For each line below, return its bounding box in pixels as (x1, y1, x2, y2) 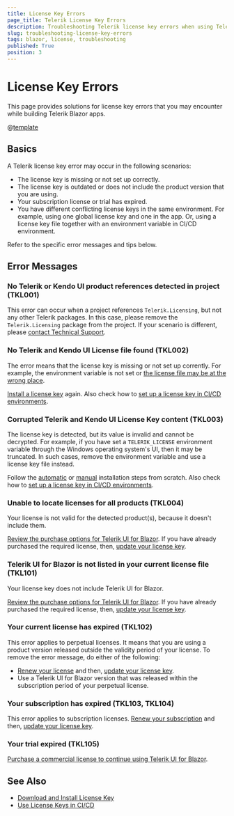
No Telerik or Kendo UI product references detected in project (7, 281, 220, 291)
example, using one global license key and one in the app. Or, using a (17, 212, 217, 220)
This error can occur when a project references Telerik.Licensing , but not (7, 306, 221, 314)
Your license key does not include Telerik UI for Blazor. (7, 584, 164, 593)
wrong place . (7, 376, 45, 384)
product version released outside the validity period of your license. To (7, 645, 210, 654)
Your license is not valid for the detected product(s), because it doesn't (7, 514, 212, 522)
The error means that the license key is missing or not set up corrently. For (7, 361, 221, 370)
